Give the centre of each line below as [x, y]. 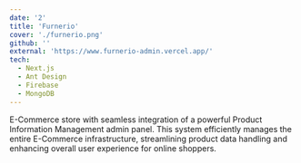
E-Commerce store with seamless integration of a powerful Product [136, 120]
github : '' [30, 43]
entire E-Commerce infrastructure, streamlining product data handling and [149, 139]
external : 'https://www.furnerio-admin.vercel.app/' [111, 52]
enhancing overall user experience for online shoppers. [113, 148]
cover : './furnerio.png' [56, 34]
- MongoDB [36, 93]
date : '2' [28, 18]
